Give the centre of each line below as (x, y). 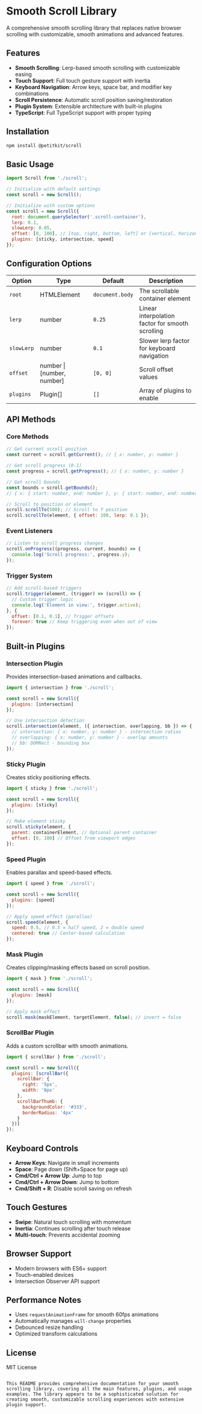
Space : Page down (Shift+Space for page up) (71, 1170)
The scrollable (159, 291)
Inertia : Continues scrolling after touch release (73, 1228)
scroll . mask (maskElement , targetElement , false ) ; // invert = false (94, 1017)
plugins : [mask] (32, 995)
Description (166, 281)
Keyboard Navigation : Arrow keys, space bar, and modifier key (93, 87)
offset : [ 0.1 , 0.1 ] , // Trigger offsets (63, 616)
